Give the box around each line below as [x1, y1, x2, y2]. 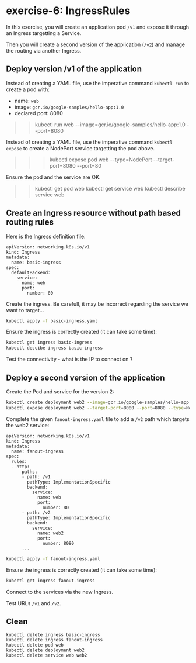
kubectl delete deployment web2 [6, 647, 85, 653]
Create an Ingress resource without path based [6, 208, 181, 218]
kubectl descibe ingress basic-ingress [6, 345, 103, 351]
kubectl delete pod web [6, 642, 64, 648]
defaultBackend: [11, 270, 51, 275]
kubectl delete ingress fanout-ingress [6, 637, 103, 643]
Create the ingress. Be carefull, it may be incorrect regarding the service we [6, 300, 188, 308]
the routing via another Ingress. [6, 47, 82, 54]
